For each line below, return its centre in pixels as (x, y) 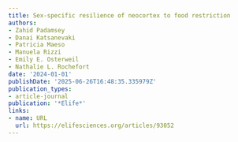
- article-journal (38, 96)
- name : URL (28, 118)
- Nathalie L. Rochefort (49, 67)
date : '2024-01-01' (40, 74)
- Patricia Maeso (37, 45)
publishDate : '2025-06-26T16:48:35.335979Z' (82, 81)
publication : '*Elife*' (47, 103)
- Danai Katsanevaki (42, 37)
